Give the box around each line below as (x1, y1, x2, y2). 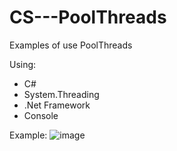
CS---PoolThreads (9, 6, 167, 29)
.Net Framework (23, 99, 91, 111)
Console (23, 109, 59, 121)
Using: (9, 58, 37, 70)
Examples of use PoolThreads (9, 39, 133, 51)
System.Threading (23, 88, 100, 100)
